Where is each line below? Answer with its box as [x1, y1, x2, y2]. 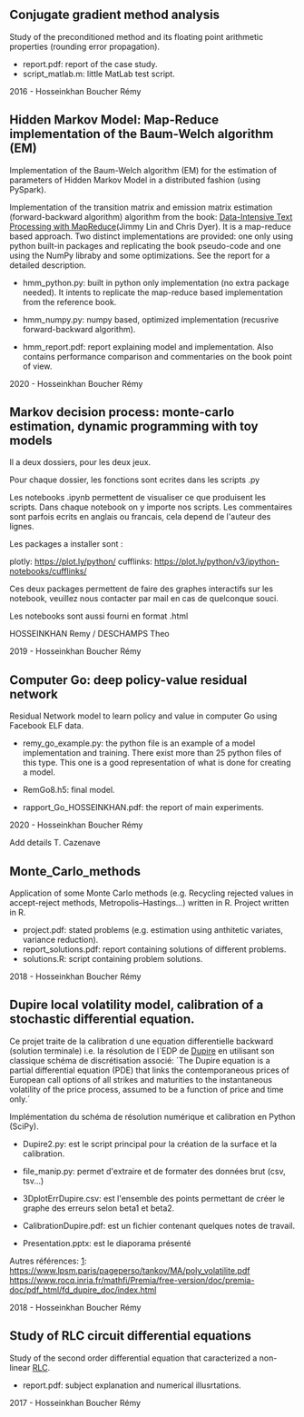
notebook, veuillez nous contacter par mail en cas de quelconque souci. [9, 593, 279, 604]
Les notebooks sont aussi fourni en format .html [9, 610, 189, 621]
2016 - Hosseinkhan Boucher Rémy [9, 85, 142, 96]
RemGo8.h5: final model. [22, 785, 115, 796]
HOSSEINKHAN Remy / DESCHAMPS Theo [9, 629, 170, 639]
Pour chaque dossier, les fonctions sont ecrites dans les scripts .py [9, 474, 260, 485]
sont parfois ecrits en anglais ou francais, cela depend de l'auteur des [9, 511, 271, 522]
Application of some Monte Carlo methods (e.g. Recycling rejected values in [9, 887, 294, 898]
